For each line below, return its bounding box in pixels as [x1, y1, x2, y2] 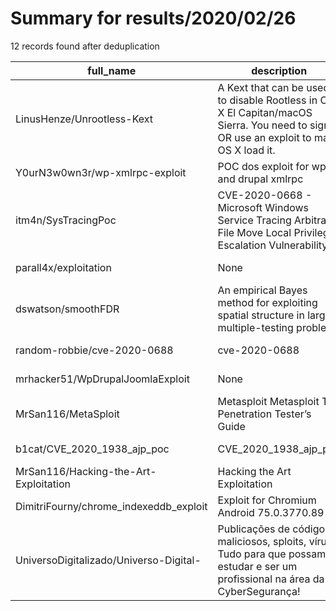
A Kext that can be [217, 80, 304, 94]
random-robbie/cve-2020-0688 [15, 343, 174, 357]
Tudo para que [217, 547, 287, 561]
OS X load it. [217, 143, 276, 157]
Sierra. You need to [217, 118, 308, 132]
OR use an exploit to [217, 130, 312, 144]
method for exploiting [217, 295, 318, 309]
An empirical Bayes [217, 283, 308, 297]
